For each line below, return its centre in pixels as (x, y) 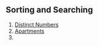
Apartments (29, 31)
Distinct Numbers (36, 24)
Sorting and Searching (49, 10)
